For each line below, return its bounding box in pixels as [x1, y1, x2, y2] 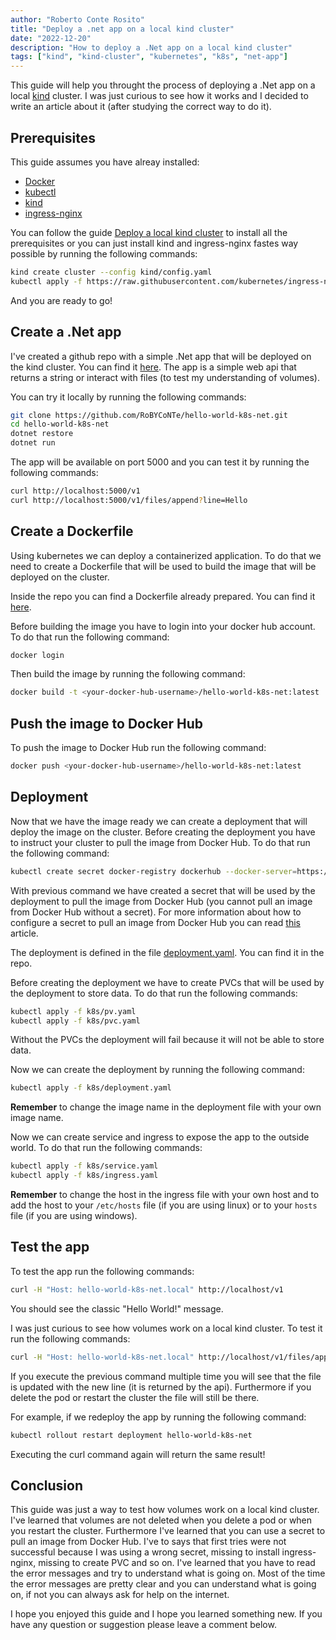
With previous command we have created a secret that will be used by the [10, 884, 316, 896]
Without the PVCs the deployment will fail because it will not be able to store [10, 1034, 325, 1046]
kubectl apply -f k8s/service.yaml [10, 1161, 159, 1171]
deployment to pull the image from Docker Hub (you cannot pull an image [10, 895, 313, 907]
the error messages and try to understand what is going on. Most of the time [10, 1567, 326, 1580]
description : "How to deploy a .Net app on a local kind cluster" [10, 42, 293, 53]
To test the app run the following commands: [10, 1265, 195, 1277]
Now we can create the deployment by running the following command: [10, 1064, 305, 1076]
